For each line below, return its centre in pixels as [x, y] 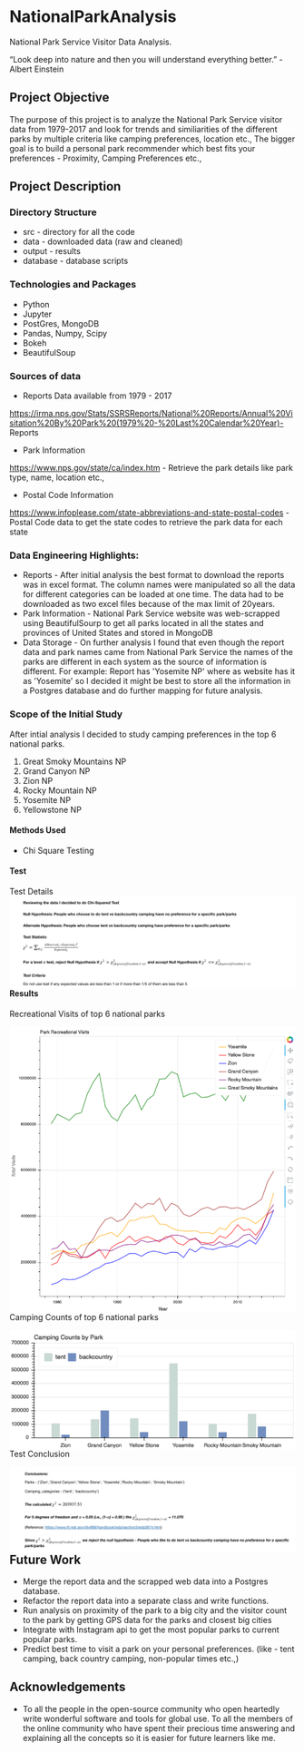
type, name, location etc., [57, 477]
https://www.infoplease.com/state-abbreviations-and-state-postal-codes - [150, 513]
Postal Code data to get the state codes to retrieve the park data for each [146, 523]
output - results [52, 251]
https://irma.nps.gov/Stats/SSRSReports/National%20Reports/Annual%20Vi [151, 414]
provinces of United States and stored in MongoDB [118, 633]
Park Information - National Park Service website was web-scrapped [151, 613]
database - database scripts [75, 261]
